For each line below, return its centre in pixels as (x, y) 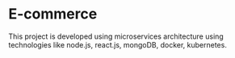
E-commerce (53, 14)
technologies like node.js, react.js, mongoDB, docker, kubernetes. (118, 44)
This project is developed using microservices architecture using (116, 36)
